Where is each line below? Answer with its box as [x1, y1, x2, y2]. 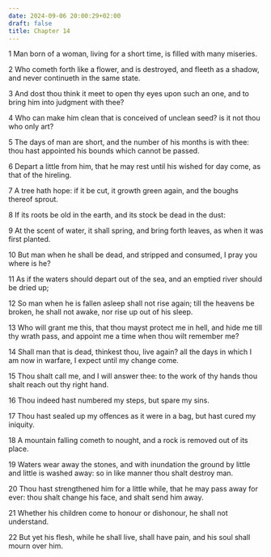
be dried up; [8, 283, 49, 293]
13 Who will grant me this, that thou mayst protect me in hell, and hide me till [8, 323, 263, 332]
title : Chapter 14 [8, 27, 70, 35]
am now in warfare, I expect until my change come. [8, 356, 180, 365]
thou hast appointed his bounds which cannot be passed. [8, 146, 200, 156]
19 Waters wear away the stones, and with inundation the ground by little [8, 460, 251, 470]
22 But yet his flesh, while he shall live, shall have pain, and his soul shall [8, 533, 251, 542]
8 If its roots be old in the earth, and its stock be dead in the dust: [8, 210, 227, 220]
